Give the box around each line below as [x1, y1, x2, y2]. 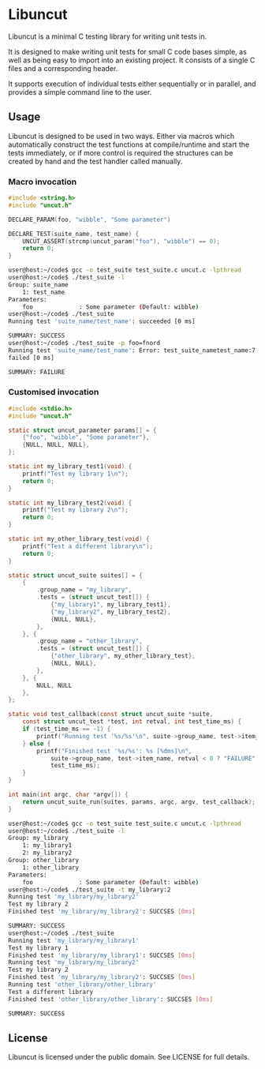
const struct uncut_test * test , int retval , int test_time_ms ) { [22, 718, 242, 726]
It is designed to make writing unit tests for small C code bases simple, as [8, 47, 247, 56]
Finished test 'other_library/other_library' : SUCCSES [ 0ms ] [8, 995, 214, 1003]
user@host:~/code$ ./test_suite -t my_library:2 [8, 886, 171, 894]
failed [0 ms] [8, 354, 55, 362]
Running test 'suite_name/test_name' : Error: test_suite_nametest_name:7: [8, 346, 259, 354]
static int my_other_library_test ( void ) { [8, 535, 150, 543]
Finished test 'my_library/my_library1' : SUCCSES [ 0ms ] [8, 951, 196, 959]
